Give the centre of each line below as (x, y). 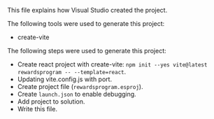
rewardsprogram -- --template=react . (72, 72)
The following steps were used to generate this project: (87, 51)
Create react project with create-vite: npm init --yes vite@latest (112, 64)
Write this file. (37, 109)
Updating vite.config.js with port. (65, 79)
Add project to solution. (51, 101)
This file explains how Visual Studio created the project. (87, 10)
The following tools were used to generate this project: (86, 23)
